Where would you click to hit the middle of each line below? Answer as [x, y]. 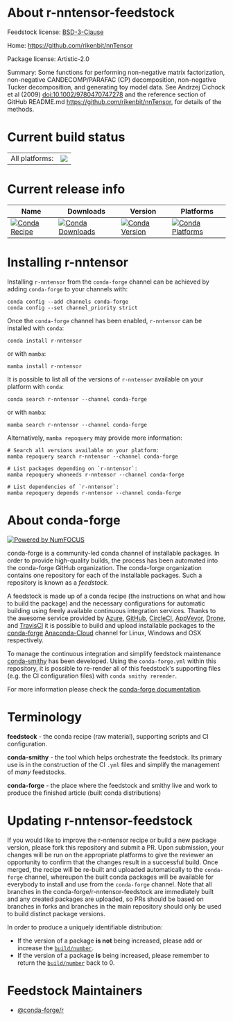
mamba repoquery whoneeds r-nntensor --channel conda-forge [96, 474]
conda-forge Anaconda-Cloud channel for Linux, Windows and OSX [104, 633]
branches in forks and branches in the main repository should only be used [114, 906]
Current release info [66, 189]
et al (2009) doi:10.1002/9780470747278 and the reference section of [107, 94]
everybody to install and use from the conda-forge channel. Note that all [110, 884]
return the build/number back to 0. [66, 963]
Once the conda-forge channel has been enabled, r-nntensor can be [105, 320]
